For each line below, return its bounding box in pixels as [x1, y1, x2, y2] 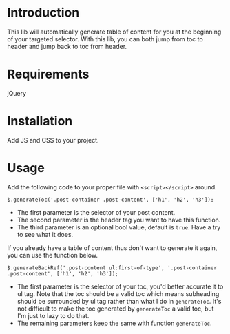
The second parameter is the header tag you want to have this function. [17, 216, 221, 224]
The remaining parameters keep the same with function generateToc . [17, 319, 212, 327]
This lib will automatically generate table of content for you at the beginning [7, 28, 222, 36]
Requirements [7, 67, 90, 82]
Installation [7, 114, 73, 129]
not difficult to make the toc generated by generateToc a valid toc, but [17, 304, 214, 313]
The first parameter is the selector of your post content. [17, 208, 176, 216]
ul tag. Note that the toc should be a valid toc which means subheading [17, 289, 220, 298]
